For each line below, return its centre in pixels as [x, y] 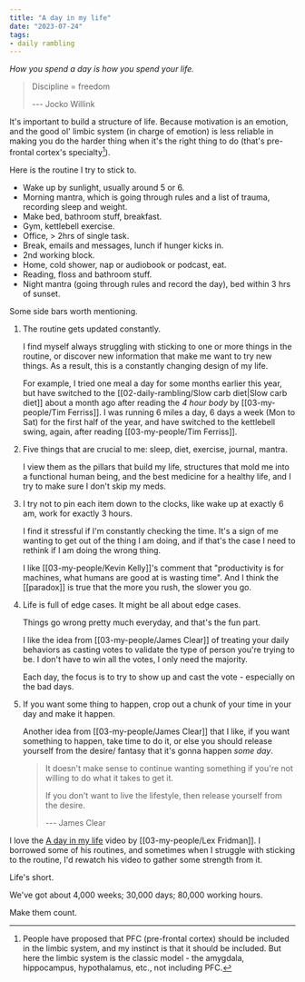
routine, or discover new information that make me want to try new [147, 356]
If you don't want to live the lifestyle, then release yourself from [164, 795]
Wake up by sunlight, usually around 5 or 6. [103, 187]
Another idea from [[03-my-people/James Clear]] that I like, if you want [156, 731]
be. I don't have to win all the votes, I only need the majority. [135, 659]
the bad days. [48, 686]
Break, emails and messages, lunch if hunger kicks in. [123, 245]
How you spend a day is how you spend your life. [102, 69]
